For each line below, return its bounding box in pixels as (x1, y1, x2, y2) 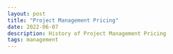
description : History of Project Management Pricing (7, 29, 167, 37)
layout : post (7, 10, 46, 18)
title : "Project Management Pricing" (7, 17, 119, 24)
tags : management (7, 36, 59, 43)
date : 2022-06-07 (7, 23, 59, 30)
